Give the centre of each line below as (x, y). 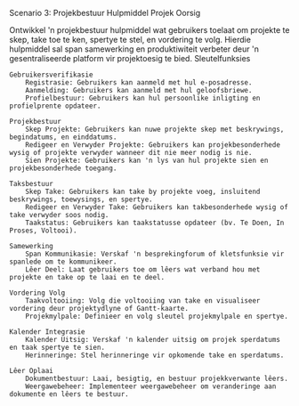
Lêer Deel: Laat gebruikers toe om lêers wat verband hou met (143, 270)
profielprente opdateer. (55, 106)
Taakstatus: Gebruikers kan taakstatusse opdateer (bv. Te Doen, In (155, 223)
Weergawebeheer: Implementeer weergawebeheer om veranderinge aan (151, 386)
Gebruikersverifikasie (51, 75)
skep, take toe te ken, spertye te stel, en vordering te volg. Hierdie (130, 40)
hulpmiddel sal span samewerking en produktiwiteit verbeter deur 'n (134, 49)
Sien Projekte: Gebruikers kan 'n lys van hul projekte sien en (147, 160)
